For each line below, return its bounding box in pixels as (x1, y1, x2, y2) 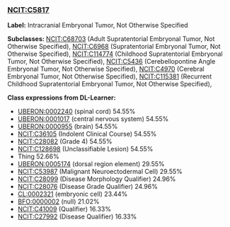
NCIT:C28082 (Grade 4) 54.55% (17, 137, 113, 146)
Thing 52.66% (17, 152, 59, 161)
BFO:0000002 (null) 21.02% (17, 197, 100, 206)
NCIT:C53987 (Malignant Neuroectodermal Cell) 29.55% (17, 168, 183, 176)
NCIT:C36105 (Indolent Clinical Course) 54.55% (17, 129, 157, 139)
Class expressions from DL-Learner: (7, 93, 116, 102)
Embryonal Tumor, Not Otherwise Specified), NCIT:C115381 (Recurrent (7, 72, 212, 81)
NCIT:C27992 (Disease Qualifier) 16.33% (17, 212, 137, 221)
